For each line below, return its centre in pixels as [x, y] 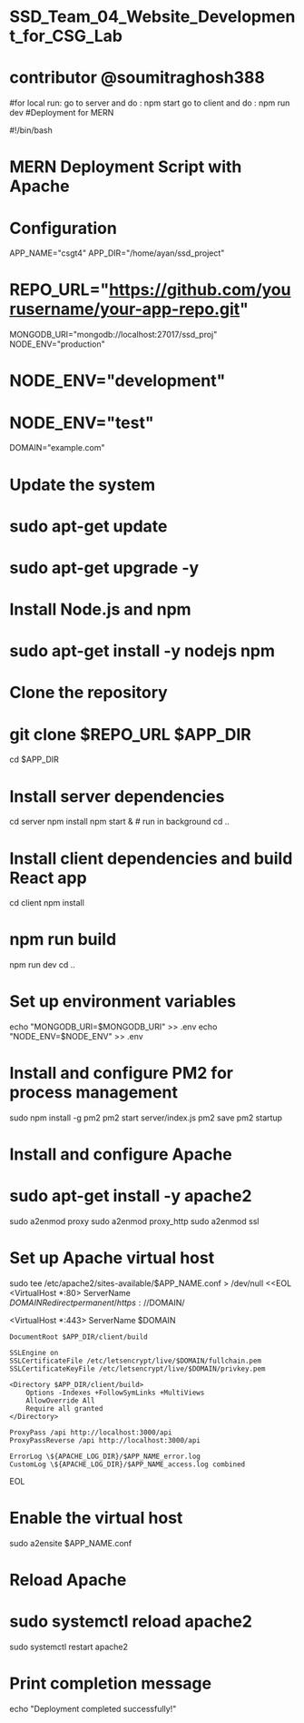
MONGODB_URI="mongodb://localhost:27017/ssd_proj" [113, 335]
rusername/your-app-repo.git [125, 309]
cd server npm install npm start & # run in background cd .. [119, 822]
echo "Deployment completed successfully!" [93, 1709]
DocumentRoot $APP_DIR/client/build [78, 1337]
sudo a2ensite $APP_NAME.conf [71, 1544]
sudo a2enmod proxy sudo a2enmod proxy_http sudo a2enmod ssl [134, 1221]
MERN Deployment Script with [126, 167]
